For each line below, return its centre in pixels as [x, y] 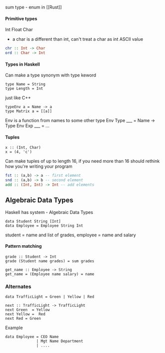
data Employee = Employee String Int [44, 225]
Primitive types [21, 18]
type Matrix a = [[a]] [29, 111]
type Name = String [25, 84]
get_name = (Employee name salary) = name [50, 274]
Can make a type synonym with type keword [51, 75]
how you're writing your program [39, 166]
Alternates [18, 286]
